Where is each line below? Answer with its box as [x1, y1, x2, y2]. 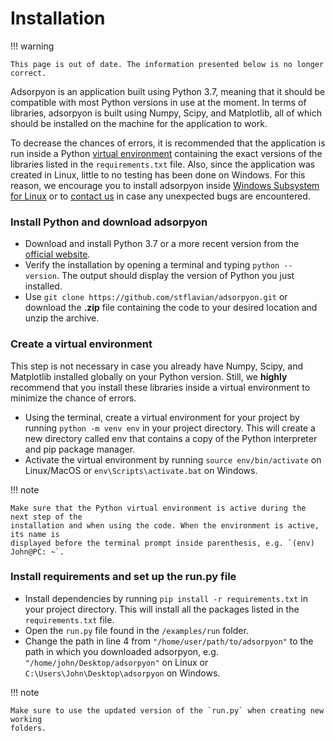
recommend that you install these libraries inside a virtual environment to [10, 381, 311, 393]
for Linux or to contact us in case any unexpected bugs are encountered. [10, 190, 311, 202]
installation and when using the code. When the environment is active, [10, 520, 320, 531]
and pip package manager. [24, 443, 136, 455]
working [10, 714, 43, 724]
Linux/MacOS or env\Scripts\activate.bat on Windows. [24, 464, 258, 476]
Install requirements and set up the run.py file [10, 570, 237, 584]
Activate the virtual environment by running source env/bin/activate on [24, 453, 322, 466]
